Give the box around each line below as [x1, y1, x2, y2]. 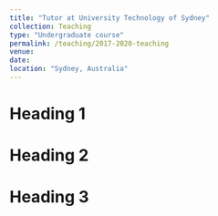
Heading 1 [9, 104, 87, 124]
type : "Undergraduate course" [9, 30, 125, 39]
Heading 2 [9, 145, 89, 166]
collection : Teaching [9, 22, 92, 31]
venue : [9, 47, 35, 57]
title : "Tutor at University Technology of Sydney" [9, 13, 210, 23]
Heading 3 [9, 187, 89, 208]
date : [9, 56, 30, 65]
